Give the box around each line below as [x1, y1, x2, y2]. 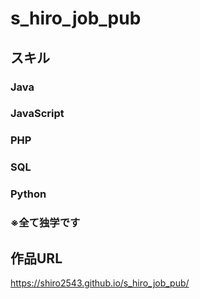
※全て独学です [10, 216, 81, 230]
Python [10, 187, 47, 201]
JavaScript [10, 107, 65, 121]
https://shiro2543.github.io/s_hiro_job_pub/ [10, 277, 190, 289]
